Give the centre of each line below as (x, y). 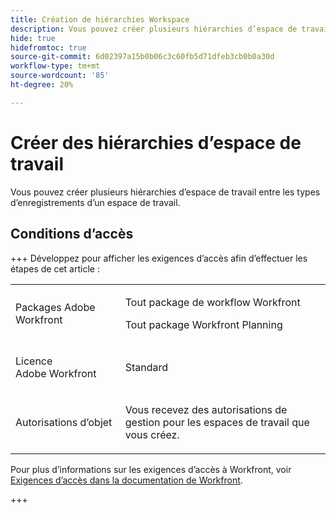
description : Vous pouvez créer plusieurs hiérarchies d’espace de (154, 29)
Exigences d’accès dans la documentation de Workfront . (126, 480)
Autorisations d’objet (64, 422)
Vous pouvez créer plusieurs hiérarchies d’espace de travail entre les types (165, 192)
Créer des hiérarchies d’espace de (156, 142)
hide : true (33, 38)
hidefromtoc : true (48, 47)
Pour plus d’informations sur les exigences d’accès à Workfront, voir (151, 469)
